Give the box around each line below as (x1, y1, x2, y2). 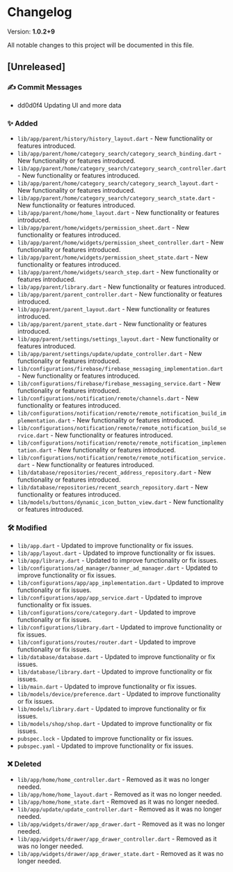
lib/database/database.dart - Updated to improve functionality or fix (17, 653, 216, 661)
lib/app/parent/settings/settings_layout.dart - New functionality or (17, 334, 219, 343)
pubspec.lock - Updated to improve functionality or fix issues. (17, 734, 193, 743)
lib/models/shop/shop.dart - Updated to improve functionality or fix (17, 720, 212, 728)
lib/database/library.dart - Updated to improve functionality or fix (17, 667, 212, 676)
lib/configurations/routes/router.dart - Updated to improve (17, 638, 196, 646)
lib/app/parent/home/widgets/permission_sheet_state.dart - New (17, 253, 209, 261)
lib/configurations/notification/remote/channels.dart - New (17, 394, 200, 402)
